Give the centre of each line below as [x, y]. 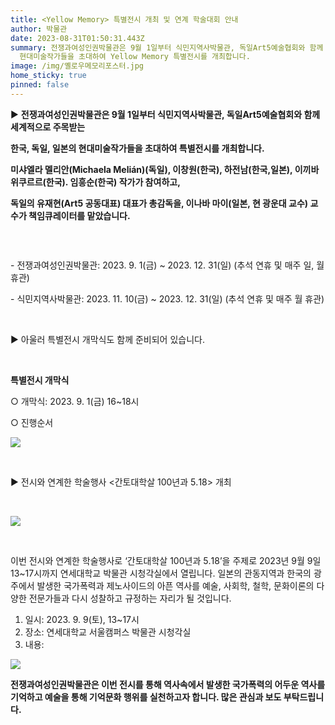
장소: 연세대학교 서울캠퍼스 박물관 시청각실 [108, 632]
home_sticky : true [48, 76]
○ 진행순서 [32, 423]
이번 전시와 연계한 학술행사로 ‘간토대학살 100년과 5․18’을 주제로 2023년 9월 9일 [166, 561]
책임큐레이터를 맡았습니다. [79, 215]
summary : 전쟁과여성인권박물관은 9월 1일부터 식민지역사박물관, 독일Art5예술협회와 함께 [167, 47]
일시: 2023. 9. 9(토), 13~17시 [82, 620]
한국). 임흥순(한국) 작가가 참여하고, [113, 182]
